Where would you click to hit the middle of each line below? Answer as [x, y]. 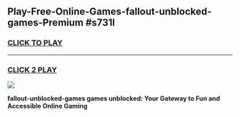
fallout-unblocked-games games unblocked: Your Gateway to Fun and [114, 98]
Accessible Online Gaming [47, 106]
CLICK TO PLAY [35, 43]
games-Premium [45, 23]
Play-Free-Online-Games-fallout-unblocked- [110, 12]
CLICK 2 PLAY [32, 69]
